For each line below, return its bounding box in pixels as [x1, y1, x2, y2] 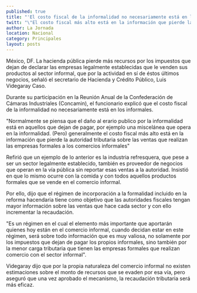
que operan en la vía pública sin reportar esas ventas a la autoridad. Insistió [6, 166, 189, 173]
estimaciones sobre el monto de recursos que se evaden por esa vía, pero [6, 268, 186, 275]
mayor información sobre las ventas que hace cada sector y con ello [6, 202, 172, 209]
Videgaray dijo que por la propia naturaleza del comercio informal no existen [6, 262, 191, 270]
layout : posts [6, 42, 41, 47]
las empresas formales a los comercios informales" [6, 142, 130, 149]
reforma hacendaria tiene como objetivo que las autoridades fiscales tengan [6, 196, 191, 203]
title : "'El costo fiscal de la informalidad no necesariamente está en [6, 14, 188, 20]
